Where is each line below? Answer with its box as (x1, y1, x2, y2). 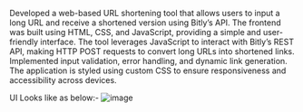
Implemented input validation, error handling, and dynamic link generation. (9, 56, 288, 66)
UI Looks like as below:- (9, 92, 100, 103)
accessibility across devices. (9, 75, 117, 85)
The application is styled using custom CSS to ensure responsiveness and (9, 65, 287, 76)
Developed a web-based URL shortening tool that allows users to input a (9, 8, 280, 18)
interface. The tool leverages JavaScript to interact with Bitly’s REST (40, 36, 295, 47)
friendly (9, 36, 39, 47)
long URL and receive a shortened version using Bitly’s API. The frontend (9, 17, 281, 28)
